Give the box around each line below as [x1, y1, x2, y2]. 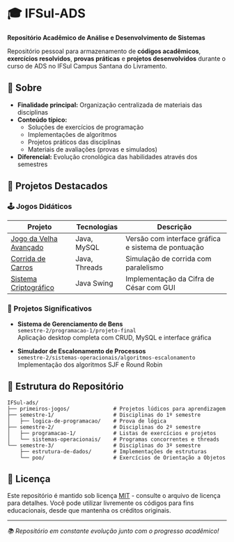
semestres [17, 160, 48, 168]
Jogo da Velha [10, 234, 58, 244]
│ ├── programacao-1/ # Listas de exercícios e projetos [7, 430, 217, 437]
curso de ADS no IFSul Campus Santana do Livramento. [7, 61, 167, 70]
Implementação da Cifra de [125, 274, 214, 284]
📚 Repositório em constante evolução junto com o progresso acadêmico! [7, 527, 219, 535]
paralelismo [125, 263, 164, 272]
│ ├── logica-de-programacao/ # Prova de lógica [7, 417, 167, 425]
